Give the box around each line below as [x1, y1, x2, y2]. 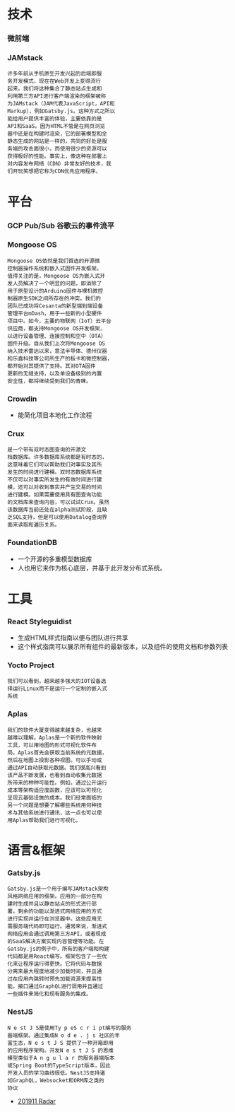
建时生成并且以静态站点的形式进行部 [7, 901, 97, 908]
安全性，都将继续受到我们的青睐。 [7, 378, 92, 385]
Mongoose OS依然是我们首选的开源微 [7, 257, 100, 264]
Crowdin [7, 394, 37, 404]
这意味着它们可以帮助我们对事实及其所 [7, 461, 102, 469]
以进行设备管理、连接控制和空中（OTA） [7, 332, 107, 339]
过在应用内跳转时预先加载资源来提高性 [7, 976, 102, 983]
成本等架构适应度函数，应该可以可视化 [7, 786, 102, 794]
